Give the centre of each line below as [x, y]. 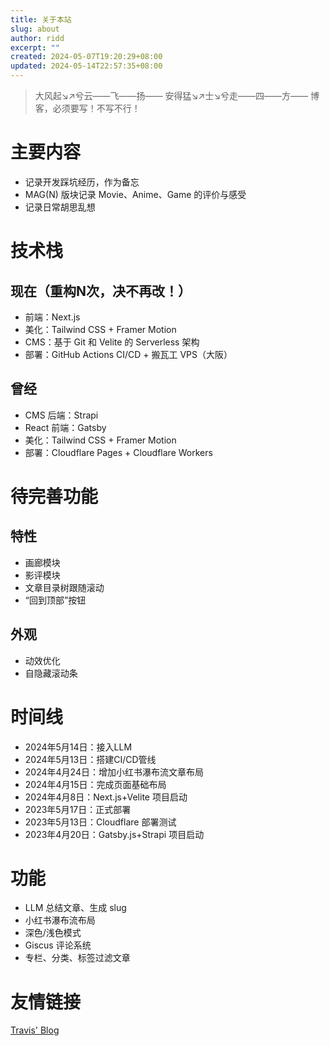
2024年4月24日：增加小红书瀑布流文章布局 [114, 772]
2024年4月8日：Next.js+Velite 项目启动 [106, 797]
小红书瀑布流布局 [60, 920]
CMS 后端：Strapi [61, 415]
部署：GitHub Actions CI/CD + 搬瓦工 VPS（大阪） [128, 354]
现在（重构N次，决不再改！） [101, 291]
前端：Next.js [52, 317]
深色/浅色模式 [53, 933]
